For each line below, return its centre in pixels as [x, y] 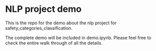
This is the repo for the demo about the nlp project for [61, 23]
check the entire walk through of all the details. [54, 43]
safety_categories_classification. [39, 28]
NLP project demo [44, 9]
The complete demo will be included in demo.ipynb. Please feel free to [79, 38]
